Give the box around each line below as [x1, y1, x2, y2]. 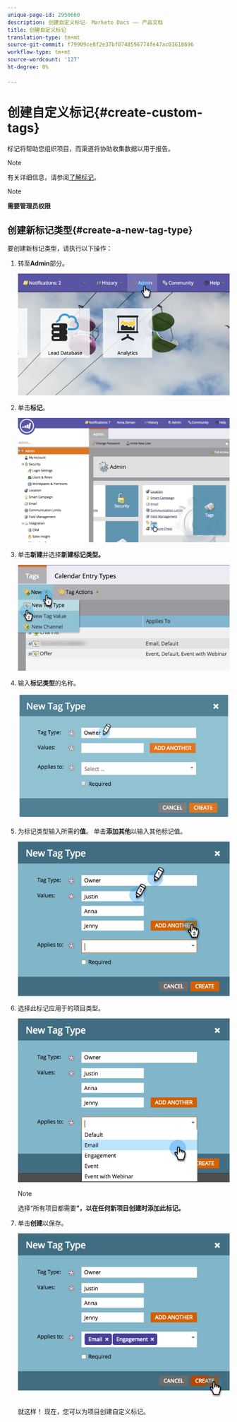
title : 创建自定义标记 [7, 26, 67, 33]
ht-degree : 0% [7, 64, 49, 71]
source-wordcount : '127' [7, 56, 80, 64]
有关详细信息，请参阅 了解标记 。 [7, 173, 100, 181]
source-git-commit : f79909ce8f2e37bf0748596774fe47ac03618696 [7, 41, 194, 49]
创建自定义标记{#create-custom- [7, 104, 203, 120]
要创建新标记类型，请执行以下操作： [7, 244, 113, 253]
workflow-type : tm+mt [7, 49, 71, 56]
